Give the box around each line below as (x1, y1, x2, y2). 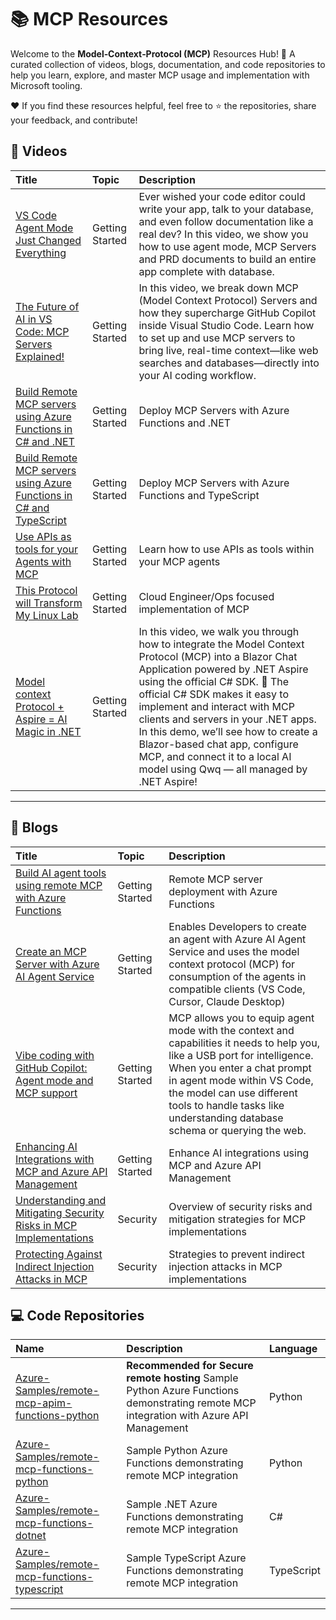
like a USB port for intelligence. (168, 1048, 314, 1062)
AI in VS (15, 312, 53, 326)
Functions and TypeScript (138, 488, 260, 502)
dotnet (15, 1529, 47, 1543)
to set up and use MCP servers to (138, 331, 296, 345)
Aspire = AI (15, 712, 68, 726)
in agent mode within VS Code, (168, 1073, 314, 1087)
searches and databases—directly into (138, 356, 320, 370)
